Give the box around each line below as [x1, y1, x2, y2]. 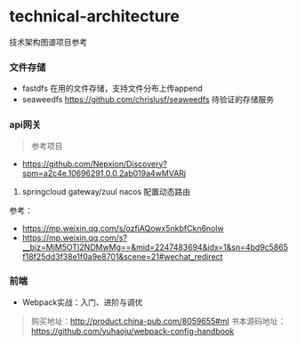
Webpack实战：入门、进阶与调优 [21, 296, 143, 308]
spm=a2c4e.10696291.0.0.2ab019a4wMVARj [21, 167, 187, 179]
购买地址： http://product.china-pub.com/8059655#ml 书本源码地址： [30, 316, 286, 326]
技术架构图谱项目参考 [9, 36, 87, 47]
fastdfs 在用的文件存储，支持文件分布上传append [21, 83, 203, 94]
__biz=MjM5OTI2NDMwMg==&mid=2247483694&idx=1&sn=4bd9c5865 [21, 242, 289, 253]
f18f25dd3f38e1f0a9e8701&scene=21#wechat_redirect [21, 251, 223, 261]
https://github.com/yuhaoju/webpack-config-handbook [30, 325, 234, 336]
